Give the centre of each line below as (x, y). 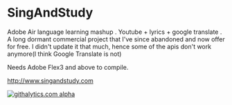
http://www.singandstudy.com (50, 80)
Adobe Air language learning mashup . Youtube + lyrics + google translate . (115, 32)
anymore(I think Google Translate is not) (64, 54)
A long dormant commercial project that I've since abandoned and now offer (116, 39)
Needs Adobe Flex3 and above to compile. (68, 67)
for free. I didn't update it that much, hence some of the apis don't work (109, 46)
